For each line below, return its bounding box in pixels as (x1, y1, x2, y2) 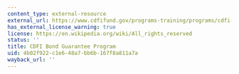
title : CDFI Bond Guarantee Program (7, 43, 116, 50)
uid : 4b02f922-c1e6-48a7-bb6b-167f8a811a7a (7, 50, 139, 57)
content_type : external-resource (7, 10, 107, 18)
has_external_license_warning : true (7, 23, 116, 30)
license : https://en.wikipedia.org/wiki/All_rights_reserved (7, 30, 193, 37)
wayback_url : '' (7, 56, 55, 63)
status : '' (7, 37, 40, 44)
